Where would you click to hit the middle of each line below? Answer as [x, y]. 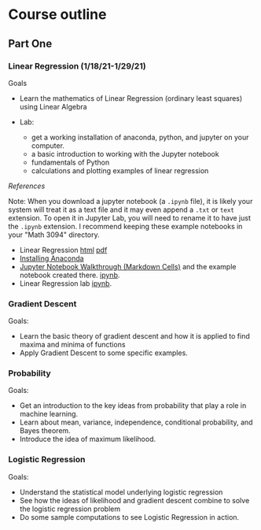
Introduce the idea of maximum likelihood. [87, 439]
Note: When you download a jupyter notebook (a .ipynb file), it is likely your [130, 201]
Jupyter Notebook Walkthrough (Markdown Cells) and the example [128, 266]
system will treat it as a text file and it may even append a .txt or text [121, 209]
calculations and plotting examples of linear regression [120, 170]
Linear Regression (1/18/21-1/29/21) [77, 66]
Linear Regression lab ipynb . [66, 283]
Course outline [57, 15]
